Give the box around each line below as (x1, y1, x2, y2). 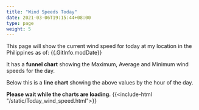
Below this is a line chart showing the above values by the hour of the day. (6, 79, 194, 86)
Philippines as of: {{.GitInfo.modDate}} (6, 49, 102, 57)
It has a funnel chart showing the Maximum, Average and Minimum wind (6, 61, 189, 68)
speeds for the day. (6, 67, 55, 75)
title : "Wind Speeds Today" (6, 9, 78, 15)
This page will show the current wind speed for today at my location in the (6, 43, 192, 50)
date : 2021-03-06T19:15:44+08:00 (6, 15, 91, 21)
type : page (6, 20, 34, 26)
